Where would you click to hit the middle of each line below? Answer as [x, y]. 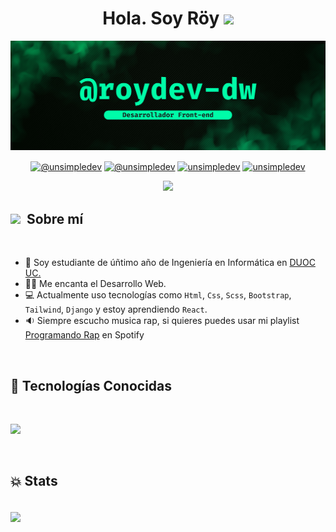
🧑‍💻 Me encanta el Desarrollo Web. [95, 284]
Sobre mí [55, 218]
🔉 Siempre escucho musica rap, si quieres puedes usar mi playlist [162, 321]
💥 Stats [34, 481]
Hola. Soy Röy [161, 18]
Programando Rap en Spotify [84, 335]
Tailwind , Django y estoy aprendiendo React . [116, 309]
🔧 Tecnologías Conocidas [91, 385]
